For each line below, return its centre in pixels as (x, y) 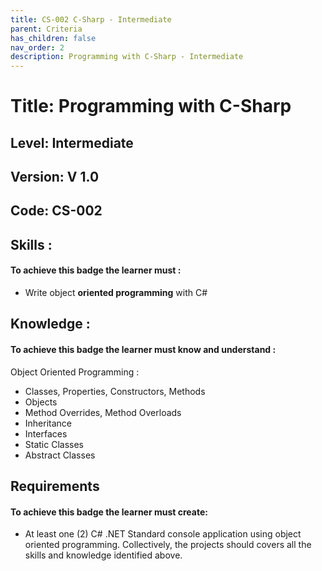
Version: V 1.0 (55, 177)
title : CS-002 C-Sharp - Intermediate (91, 19)
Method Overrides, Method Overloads (103, 412)
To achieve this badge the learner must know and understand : (143, 350)
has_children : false (53, 38)
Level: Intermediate (72, 142)
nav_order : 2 (37, 47)
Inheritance (48, 423)
